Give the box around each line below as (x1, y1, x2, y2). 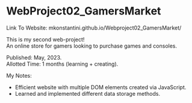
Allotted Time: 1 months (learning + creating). (6, 60, 119, 67)
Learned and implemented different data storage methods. (14, 90, 161, 97)
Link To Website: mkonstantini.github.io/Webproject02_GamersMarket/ (6, 24, 182, 31)
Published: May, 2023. (6, 54, 62, 61)
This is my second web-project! (6, 36, 85, 43)
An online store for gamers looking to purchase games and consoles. (6, 42, 178, 49)
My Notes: (6, 72, 32, 79)
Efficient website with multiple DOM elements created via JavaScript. (14, 83, 187, 91)
